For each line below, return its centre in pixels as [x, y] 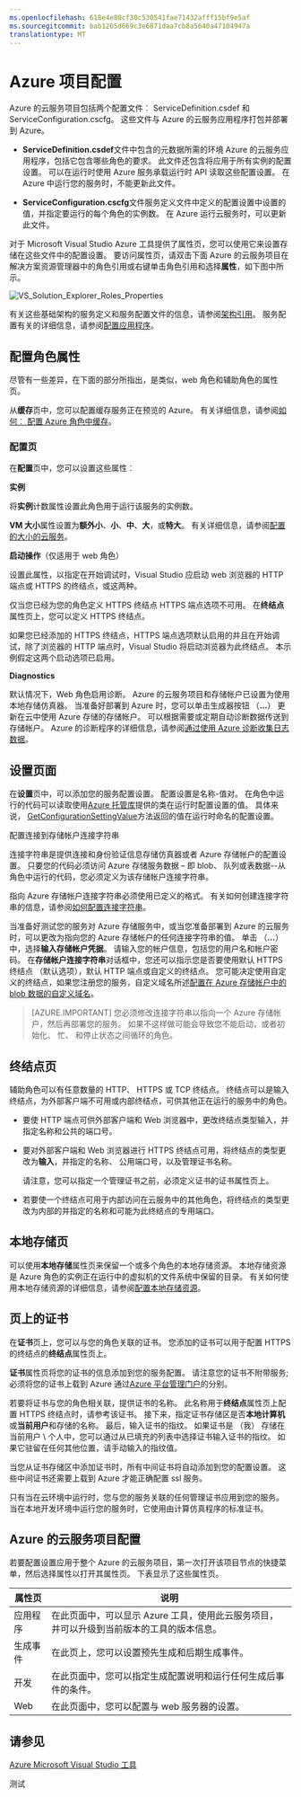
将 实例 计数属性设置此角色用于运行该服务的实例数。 [103, 506]
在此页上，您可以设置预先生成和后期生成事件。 [150, 1652]
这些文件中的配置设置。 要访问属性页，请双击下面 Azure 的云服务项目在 [157, 255]
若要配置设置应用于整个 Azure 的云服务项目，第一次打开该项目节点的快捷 [144, 1562]
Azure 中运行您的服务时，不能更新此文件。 [101, 183]
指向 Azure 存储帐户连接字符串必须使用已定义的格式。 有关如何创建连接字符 [149, 896]
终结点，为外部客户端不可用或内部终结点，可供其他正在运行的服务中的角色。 [150, 1101]
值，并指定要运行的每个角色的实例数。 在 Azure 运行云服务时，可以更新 [154, 214]
